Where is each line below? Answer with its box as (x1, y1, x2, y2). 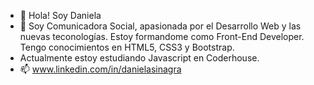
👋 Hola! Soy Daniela (19, 10, 102, 21)
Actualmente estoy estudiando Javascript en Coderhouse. (19, 52, 260, 64)
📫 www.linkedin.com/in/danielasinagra (19, 63, 182, 75)
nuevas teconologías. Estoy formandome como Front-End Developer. (19, 31, 305, 42)
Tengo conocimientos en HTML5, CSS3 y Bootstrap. (19, 41, 235, 53)
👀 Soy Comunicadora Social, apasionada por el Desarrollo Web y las (19, 20, 302, 32)
